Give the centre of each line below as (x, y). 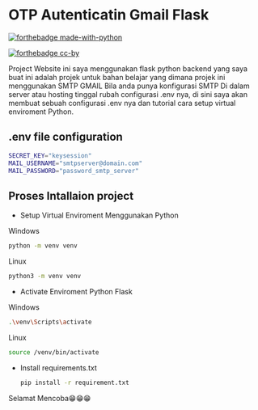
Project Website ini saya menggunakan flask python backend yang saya (128, 68)
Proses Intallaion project (71, 196)
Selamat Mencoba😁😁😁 (50, 398)
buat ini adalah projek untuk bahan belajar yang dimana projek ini (117, 77)
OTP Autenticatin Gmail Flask (109, 15)
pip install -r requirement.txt (74, 383)
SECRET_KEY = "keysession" (50, 155)
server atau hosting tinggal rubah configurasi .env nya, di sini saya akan (128, 94)
